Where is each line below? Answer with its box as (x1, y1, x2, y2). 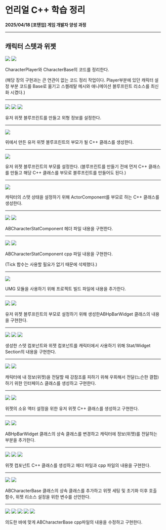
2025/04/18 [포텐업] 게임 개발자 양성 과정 (5, 22, 86, 28)
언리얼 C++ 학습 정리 (5, 4, 85, 16)
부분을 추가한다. (5, 437, 36, 443)
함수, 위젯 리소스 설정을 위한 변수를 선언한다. (5, 493, 91, 499)
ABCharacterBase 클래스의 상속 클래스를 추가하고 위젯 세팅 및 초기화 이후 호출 (5, 488, 157, 493)
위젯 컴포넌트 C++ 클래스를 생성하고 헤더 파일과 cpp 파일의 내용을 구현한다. (5, 462, 151, 468)
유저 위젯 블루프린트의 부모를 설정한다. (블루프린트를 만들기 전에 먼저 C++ (5, 163, 147, 169)
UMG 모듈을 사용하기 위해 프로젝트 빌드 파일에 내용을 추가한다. (5, 285, 126, 291)
